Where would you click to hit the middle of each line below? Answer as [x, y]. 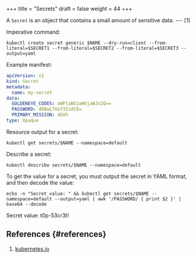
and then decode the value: [40, 182]
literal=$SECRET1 [28, 48]
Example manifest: [29, 65]
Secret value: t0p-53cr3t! [38, 215]
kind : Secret [23, 81]
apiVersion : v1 [25, 76]
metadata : [19, 87]
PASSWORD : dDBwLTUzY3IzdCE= [47, 109]
